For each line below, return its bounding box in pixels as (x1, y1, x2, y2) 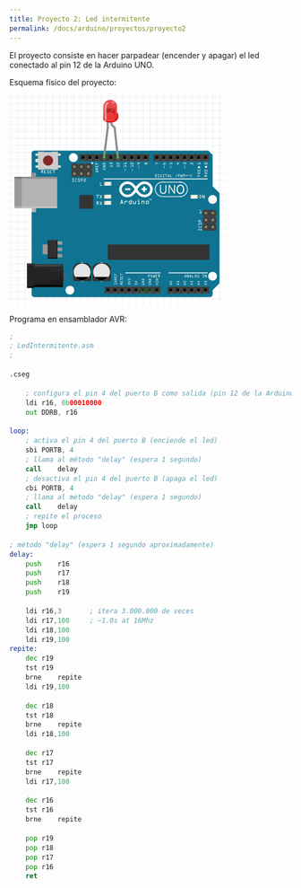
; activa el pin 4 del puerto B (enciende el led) (25, 436, 219, 445)
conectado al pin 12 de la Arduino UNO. (9, 59, 155, 70)
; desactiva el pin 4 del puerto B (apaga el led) (25, 474, 219, 483)
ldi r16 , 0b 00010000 (25, 398, 102, 408)
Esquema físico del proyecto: (9, 76, 116, 87)
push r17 (25, 568, 70, 578)
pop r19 (25, 833, 54, 843)
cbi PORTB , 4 (25, 483, 74, 493)
